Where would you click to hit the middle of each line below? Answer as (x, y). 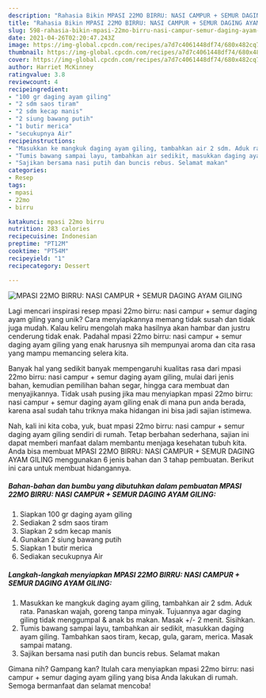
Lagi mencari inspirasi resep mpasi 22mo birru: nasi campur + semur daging (133, 311)
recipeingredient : (38, 89)
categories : (28, 171)
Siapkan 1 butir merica (56, 548)
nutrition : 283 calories (49, 229)
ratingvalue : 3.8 (37, 75)
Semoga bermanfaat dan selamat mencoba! (80, 686)
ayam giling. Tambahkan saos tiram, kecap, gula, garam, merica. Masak (136, 637)
